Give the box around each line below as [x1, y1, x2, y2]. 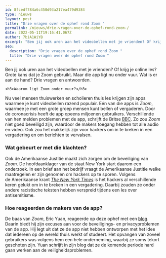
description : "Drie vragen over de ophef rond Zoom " [9, 48, 123, 53]
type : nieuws [5, 12, 32, 17]
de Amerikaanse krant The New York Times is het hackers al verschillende [5, 176, 157, 183]
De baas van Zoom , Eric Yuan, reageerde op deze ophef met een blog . [5, 216, 149, 221]
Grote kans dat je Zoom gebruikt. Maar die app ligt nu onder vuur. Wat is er [5, 72, 158, 78]
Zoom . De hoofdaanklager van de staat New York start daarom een [5, 161, 142, 167]
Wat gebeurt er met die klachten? [5, 144, 87, 151]
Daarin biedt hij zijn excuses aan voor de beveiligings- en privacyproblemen [5, 221, 160, 227]
